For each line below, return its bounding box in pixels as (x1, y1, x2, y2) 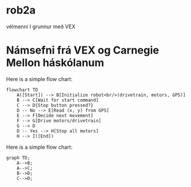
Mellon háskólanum (6, 56, 104, 69)
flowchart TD (6, 86, 38, 93)
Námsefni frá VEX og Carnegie (6, 44, 159, 57)
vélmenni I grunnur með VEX (6, 23, 75, 30)
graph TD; (6, 155, 31, 161)
